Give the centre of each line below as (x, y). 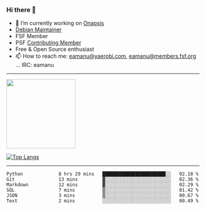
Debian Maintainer (38, 29)
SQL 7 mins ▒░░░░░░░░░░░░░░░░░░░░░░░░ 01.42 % (103, 190)
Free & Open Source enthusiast (55, 49)
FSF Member (32, 36)
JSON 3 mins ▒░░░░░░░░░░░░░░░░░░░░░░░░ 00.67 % (103, 196)
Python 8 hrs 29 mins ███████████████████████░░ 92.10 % (103, 174)
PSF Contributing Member (48, 43)
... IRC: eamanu (34, 65)
